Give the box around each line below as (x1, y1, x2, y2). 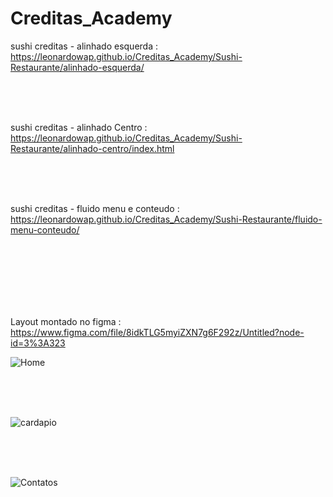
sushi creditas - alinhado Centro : (10, 121, 148, 133)
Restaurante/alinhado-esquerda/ (10, 61, 145, 73)
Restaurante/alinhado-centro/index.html (10, 142, 175, 154)
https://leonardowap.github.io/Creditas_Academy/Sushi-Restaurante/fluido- (10, 213, 323, 225)
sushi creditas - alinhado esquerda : (10, 40, 159, 52)
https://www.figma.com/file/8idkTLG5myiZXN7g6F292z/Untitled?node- (10, 326, 305, 338)
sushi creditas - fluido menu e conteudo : (10, 202, 180, 214)
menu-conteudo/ (10, 223, 80, 236)
